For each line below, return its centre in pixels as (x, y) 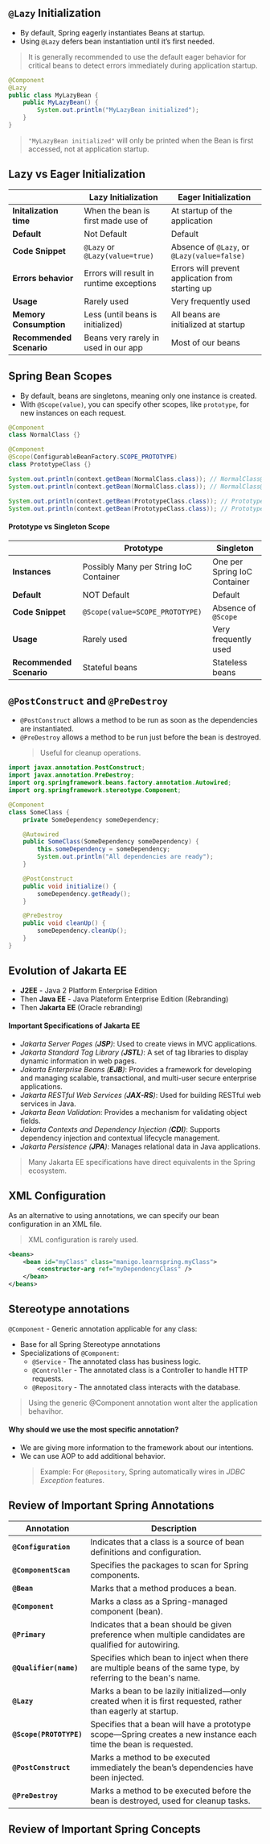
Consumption (39, 324)
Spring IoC (233, 571)
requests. (48, 1378)
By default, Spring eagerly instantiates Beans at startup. (112, 32)
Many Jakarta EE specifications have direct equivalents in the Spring (141, 1162)
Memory (29, 314)
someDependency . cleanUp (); (82, 931)
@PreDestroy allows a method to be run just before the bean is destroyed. (140, 737)
